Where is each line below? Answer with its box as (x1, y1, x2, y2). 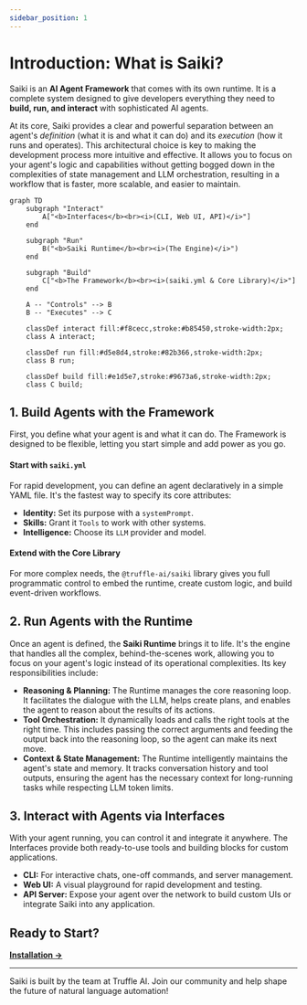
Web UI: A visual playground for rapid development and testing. (22, 879, 263, 891)
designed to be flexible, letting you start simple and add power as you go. (9, 439, 286, 450)
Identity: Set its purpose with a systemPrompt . (22, 507, 195, 518)
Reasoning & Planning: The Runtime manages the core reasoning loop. (22, 684, 291, 695)
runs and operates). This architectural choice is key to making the (9, 139, 257, 151)
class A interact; (26, 332, 96, 341)
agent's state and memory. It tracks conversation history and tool (22, 762, 269, 773)
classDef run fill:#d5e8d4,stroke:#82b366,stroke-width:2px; (26, 348, 263, 357)
